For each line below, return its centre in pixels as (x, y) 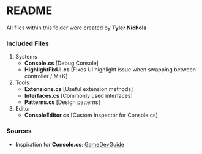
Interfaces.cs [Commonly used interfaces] (78, 96)
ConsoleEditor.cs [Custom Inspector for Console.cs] (91, 115)
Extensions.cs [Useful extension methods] (79, 89)
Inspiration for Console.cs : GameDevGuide (69, 144)
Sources (19, 131)
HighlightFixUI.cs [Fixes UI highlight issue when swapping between (110, 70)
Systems (26, 57)
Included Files (28, 43)
